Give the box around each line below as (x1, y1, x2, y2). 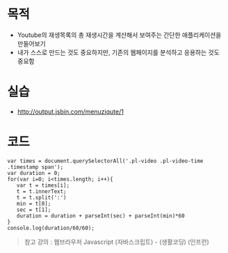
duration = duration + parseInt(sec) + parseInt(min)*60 (16, 212, 186, 220)
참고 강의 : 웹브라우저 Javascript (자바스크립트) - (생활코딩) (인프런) (24, 238, 210, 246)
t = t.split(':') (16, 194, 67, 201)
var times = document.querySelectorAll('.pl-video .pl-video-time (7, 158, 204, 164)
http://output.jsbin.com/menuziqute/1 (17, 107, 124, 116)
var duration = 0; (7, 169, 60, 176)
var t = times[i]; (16, 182, 70, 189)
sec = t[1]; (16, 206, 51, 213)
